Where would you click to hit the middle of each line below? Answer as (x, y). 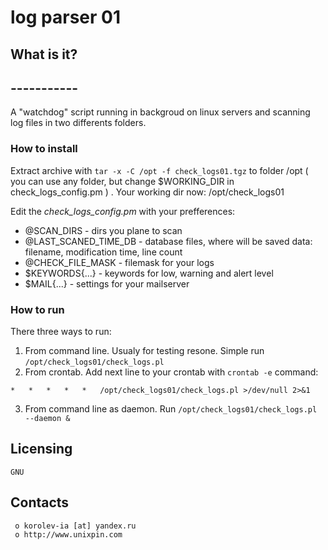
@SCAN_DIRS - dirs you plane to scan (103, 230)
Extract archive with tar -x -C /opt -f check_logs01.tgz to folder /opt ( (159, 170)
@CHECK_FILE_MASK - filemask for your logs (119, 262)
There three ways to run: (61, 331)
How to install (44, 149)
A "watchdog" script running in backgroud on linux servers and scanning (160, 112)
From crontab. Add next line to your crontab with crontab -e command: (171, 372)
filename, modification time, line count (103, 252)
